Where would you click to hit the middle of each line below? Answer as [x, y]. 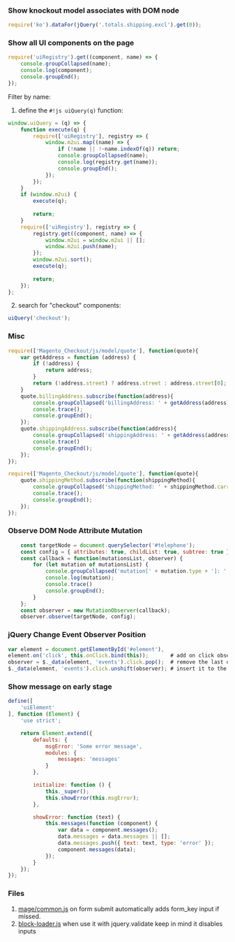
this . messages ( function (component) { [101, 824]
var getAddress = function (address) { [78, 357]
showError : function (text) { [77, 817]
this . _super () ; [67, 791]
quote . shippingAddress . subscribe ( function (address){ [99, 429]
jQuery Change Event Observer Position [77, 635]
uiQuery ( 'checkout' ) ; [39, 318]
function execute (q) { [53, 129]
